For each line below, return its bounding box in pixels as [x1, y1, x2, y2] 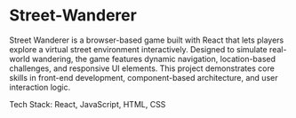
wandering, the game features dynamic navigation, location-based [31, 53, 276, 64]
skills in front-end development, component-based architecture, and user [9, 72, 278, 83]
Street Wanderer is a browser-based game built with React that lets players [9, 35, 284, 45]
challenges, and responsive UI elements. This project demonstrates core [9, 63, 276, 74]
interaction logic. [9, 82, 71, 92]
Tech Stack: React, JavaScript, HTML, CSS [9, 98, 166, 109]
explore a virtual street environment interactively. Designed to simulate [9, 43, 268, 54]
